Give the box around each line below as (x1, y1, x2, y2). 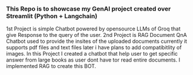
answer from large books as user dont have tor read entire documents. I (6, 56, 181, 63)
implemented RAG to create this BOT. (6, 63, 96, 70)
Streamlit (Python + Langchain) (6, 12, 98, 20)
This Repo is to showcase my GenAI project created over (6, 5, 171, 13)
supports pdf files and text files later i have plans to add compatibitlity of (6, 44, 182, 51)
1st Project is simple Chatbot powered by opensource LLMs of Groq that (6, 25, 181, 32)
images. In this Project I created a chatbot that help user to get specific (6, 50, 178, 57)
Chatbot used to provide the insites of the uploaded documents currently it (6, 37, 187, 45)
